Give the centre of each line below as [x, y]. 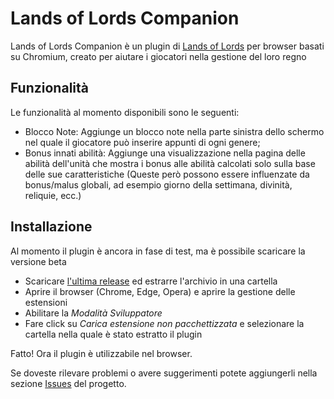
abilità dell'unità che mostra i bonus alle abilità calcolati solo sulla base [170, 163]
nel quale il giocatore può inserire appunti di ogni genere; [142, 142]
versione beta [38, 261]
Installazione [51, 227]
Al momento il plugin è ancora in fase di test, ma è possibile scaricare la [158, 251]
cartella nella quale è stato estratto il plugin [113, 334]
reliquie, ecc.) [53, 195]
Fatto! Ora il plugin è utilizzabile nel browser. [101, 353]
